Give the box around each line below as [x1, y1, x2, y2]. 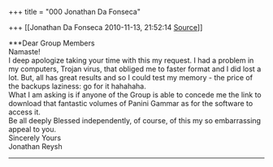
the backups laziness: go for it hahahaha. [8, 81, 146, 91]
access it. [8, 107, 41, 117]
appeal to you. [8, 125, 57, 134]
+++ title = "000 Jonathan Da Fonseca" [8, 7, 141, 16]
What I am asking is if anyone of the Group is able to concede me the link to [8, 90, 262, 100]
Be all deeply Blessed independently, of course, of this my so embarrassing [8, 116, 262, 125]
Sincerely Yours [8, 133, 62, 143]
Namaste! [8, 47, 41, 56]
